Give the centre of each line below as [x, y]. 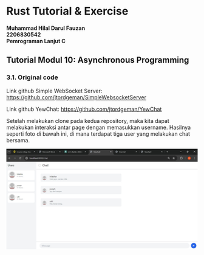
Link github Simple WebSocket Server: [54, 91]
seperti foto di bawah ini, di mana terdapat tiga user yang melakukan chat [98, 134]
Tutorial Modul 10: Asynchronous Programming [98, 60]
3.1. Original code [32, 77]
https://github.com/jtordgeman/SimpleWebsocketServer [76, 97]
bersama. [18, 140]
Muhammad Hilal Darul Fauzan [46, 28]
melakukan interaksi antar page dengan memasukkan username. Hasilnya [99, 127]
